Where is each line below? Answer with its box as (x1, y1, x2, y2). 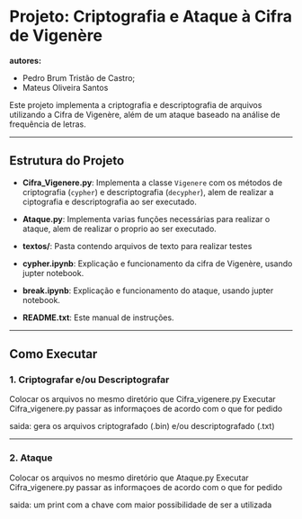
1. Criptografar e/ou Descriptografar (9, 373, 170, 386)
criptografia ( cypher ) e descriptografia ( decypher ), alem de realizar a (22, 186, 274, 197)
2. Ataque (9, 452, 53, 464)
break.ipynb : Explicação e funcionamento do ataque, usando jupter (22, 285, 274, 296)
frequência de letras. (9, 119, 87, 130)
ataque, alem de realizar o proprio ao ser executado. (22, 223, 218, 234)
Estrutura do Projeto (9, 153, 125, 168)
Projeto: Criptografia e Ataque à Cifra (9, 6, 292, 27)
